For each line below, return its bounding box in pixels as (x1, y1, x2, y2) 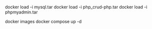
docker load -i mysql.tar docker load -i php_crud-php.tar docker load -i (5, 4, 147, 10)
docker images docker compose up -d (5, 19, 82, 24)
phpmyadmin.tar (5, 9, 38, 15)
